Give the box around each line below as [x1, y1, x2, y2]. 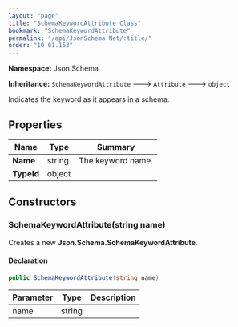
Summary [96, 141, 135, 152]
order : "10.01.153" [8, 42, 74, 50]
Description [90, 292, 136, 303]
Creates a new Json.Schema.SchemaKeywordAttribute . [8, 237, 198, 247]
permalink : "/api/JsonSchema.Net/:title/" [8, 34, 152, 42]
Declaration [8, 256, 48, 265]
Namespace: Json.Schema [8, 63, 99, 73]
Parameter [12, 292, 54, 303]
